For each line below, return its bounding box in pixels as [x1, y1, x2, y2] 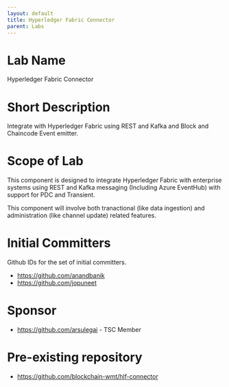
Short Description [7, 99, 111, 115]
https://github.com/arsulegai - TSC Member [16, 326, 142, 334]
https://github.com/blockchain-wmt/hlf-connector [16, 373, 159, 380]
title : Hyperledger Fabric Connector [7, 16, 115, 23]
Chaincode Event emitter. [7, 129, 79, 137]
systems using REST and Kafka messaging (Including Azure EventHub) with [7, 184, 221, 192]
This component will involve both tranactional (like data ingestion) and [7, 204, 205, 212]
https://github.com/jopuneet [16, 279, 97, 287]
